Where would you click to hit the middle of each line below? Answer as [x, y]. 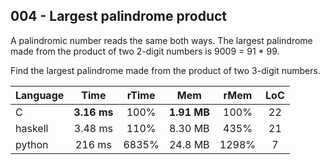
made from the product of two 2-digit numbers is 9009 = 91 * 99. [145, 51]
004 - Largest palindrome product [119, 16]
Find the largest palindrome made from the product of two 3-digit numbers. [165, 70]
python [32, 144]
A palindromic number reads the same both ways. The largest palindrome [161, 40]
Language [40, 95]
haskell [32, 128]
